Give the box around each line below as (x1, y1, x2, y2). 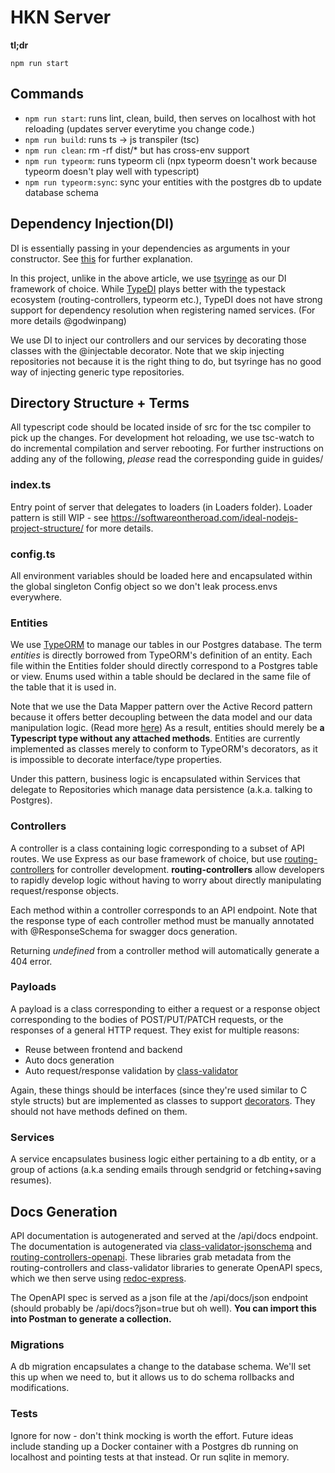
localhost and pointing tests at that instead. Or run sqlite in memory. (10, 1451, 290, 1463)
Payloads (10, 980, 57, 994)
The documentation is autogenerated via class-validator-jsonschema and (10, 1240, 313, 1252)
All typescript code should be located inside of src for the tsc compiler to (10, 421, 312, 433)
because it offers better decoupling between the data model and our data (10, 711, 313, 723)
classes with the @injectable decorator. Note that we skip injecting (10, 344, 285, 356)
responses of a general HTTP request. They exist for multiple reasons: (10, 1024, 300, 1036)
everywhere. (10, 591, 63, 603)
